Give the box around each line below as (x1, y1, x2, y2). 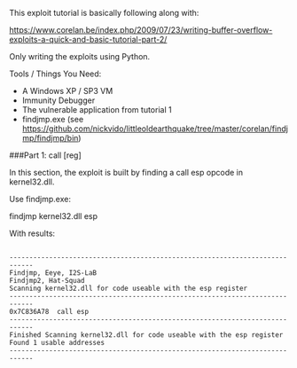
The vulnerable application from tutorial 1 (21, 105, 172, 114)
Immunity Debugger (21, 95, 96, 106)
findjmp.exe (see (21, 114, 84, 124)
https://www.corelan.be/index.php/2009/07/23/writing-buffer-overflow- (9, 25, 273, 35)
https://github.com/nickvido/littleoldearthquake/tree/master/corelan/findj (21, 123, 288, 134)
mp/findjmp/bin (21, 133, 79, 143)
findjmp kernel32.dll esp (9, 211, 98, 221)
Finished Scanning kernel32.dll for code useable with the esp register (9, 331, 284, 340)
